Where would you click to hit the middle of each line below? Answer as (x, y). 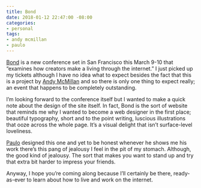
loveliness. (19, 131)
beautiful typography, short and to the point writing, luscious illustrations (96, 118)
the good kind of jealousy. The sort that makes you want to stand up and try (100, 155)
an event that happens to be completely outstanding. (71, 87)
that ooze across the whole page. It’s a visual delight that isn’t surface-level (99, 125)
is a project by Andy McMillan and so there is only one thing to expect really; (101, 81)
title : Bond (21, 12)
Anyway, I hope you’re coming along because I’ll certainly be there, (89, 173)
